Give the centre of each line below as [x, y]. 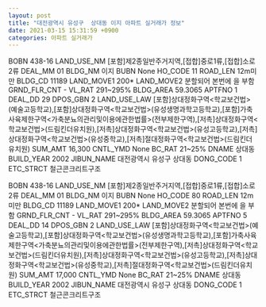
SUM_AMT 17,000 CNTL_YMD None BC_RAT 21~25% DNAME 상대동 [130, 275]
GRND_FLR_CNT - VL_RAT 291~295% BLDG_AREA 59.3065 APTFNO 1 [123, 90]
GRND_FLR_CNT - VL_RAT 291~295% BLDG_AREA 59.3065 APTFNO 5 [132, 216]
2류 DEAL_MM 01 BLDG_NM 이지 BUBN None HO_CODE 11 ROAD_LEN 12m [129, 71]
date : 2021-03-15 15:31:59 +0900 [64, 30]
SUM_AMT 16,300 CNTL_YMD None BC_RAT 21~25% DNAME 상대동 [143, 149]
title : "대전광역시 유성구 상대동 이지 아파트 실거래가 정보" [96, 23]
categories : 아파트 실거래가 [50, 38]
